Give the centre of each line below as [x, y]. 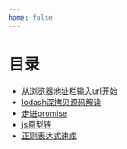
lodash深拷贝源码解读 [61, 102]
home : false [30, 17]
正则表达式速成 [49, 136]
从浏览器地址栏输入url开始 [69, 91]
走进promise [44, 113]
